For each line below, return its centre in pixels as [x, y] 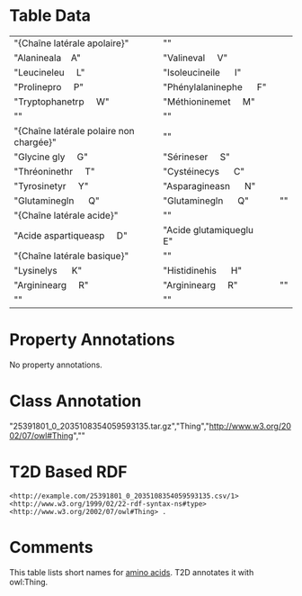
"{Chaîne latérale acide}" [66, 215]
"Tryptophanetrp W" [62, 102]
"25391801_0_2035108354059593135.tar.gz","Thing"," [109, 426]
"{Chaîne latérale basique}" [71, 256]
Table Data [50, 16]
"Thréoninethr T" [55, 171]
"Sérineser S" [197, 157]
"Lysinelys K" [48, 270]
